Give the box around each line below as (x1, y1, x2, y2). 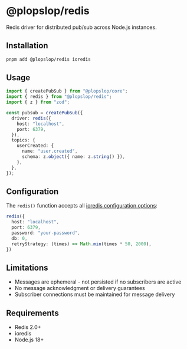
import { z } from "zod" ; (6, 99, 70, 106)
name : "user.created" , (21, 149, 78, 154)
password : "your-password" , (11, 230, 81, 236)
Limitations (6, 262, 48, 272)
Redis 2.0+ (14, 324, 41, 331)
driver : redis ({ (11, 115, 51, 121)
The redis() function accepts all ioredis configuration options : (6, 202, 158, 209)
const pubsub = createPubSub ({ (6, 110, 83, 116)
